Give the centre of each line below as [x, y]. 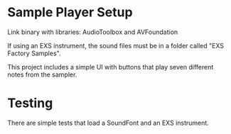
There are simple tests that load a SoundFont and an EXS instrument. [108, 123]
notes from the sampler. [42, 74]
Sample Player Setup [70, 12]
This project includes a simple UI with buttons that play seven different [111, 67]
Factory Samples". [34, 53]
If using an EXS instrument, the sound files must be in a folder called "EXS [116, 45]
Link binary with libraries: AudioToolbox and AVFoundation [93, 32]
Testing [30, 103]
